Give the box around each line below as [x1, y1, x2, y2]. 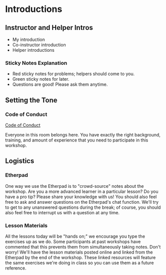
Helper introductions [12, 47, 55, 53]
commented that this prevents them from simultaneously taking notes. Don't [5, 244, 161, 250]
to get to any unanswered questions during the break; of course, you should [5, 204, 161, 210]
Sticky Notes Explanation [5, 59, 68, 66]
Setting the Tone [5, 96, 58, 104]
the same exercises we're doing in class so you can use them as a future [5, 260, 154, 266]
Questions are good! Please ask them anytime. [12, 81, 108, 88]
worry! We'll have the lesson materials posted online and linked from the [5, 249, 153, 255]
